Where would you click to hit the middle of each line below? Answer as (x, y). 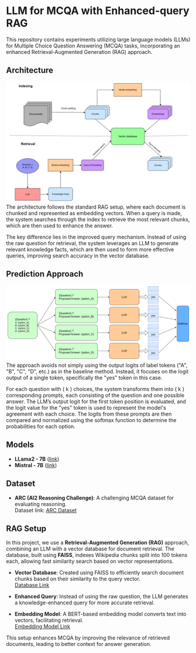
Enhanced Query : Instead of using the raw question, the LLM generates (101, 597)
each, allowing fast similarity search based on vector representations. (90, 562)
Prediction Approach (45, 274)
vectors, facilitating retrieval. (49, 620)
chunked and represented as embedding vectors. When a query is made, (94, 213)
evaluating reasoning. (41, 504)
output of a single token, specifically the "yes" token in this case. (84, 378)
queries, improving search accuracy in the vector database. (78, 256)
